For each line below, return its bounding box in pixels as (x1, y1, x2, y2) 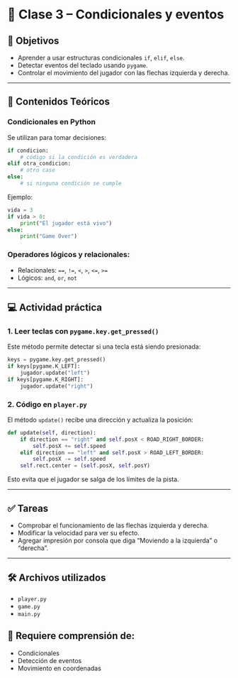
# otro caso (20, 167, 55, 174)
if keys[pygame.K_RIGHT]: (7, 376, 84, 383)
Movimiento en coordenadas (17, 664, 101, 672)
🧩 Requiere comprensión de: (7, 630, 135, 642)
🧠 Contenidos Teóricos (7, 96, 110, 108)
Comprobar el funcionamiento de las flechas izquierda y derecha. (17, 521, 209, 530)
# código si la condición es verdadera (20, 153, 138, 160)
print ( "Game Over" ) (20, 233, 78, 240)
